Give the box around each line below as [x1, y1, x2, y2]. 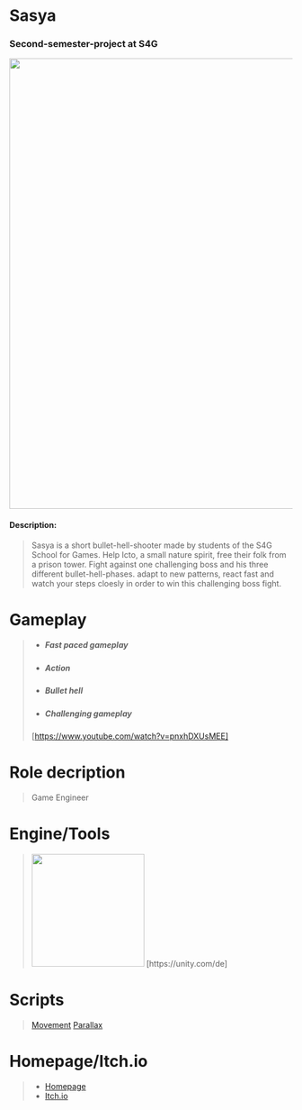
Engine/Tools [9, 823, 111, 844]
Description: [9, 520, 57, 531]
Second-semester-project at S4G [9, 38, 158, 50]
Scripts [9, 990, 65, 1010]
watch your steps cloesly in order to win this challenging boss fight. [31, 578, 281, 588]
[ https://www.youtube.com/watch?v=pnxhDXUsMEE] [31, 731, 229, 742]
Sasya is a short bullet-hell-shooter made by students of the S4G [31, 540, 272, 550]
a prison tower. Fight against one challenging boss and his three [31, 559, 269, 569]
